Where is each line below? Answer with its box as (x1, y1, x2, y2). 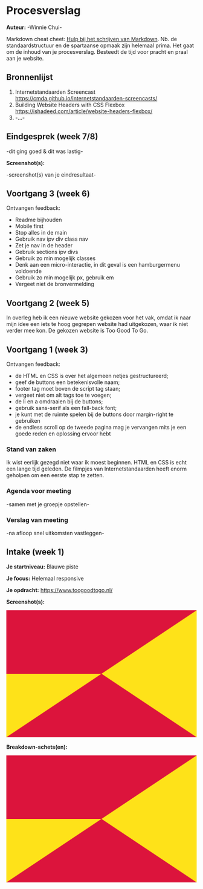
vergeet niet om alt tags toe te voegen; (14, 391, 112, 399)
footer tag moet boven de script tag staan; (14, 385, 121, 392)
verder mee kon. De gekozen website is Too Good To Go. (6, 327, 149, 334)
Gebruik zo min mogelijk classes (14, 255, 96, 262)
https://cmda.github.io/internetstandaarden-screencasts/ (14, 94, 158, 102)
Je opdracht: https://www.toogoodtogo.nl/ (6, 586, 113, 593)
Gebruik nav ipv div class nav (14, 235, 89, 243)
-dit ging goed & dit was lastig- (6, 148, 83, 155)
